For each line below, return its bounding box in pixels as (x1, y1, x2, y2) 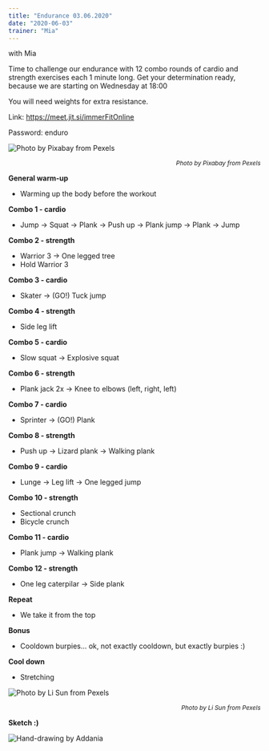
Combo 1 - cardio (8, 205, 66, 214)
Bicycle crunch (19, 517, 70, 526)
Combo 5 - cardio (8, 338, 68, 347)
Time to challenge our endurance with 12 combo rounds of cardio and (8, 64, 239, 74)
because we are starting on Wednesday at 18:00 (8, 81, 168, 91)
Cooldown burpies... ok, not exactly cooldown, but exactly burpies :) (19, 641, 246, 651)
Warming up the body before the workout (19, 189, 157, 199)
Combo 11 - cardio (8, 533, 70, 542)
